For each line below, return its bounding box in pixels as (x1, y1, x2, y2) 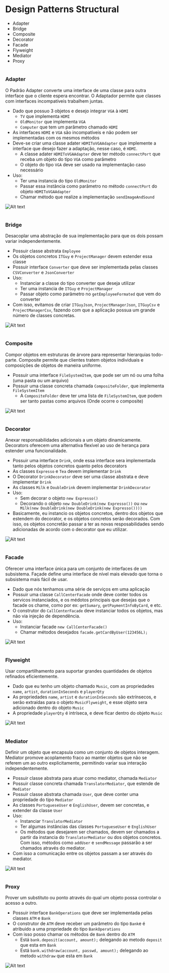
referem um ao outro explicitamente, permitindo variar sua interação (5, 760, 147, 766)
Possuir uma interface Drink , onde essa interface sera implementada (12, 458, 156, 464)
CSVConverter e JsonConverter (12, 270, 75, 276)
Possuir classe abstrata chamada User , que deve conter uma (12, 791, 139, 797)
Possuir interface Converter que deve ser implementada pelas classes (12, 264, 158, 270)
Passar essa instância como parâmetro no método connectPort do (20, 183, 157, 189)
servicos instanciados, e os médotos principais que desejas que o (12, 597, 150, 603)
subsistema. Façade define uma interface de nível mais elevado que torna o (5, 570, 163, 577)
